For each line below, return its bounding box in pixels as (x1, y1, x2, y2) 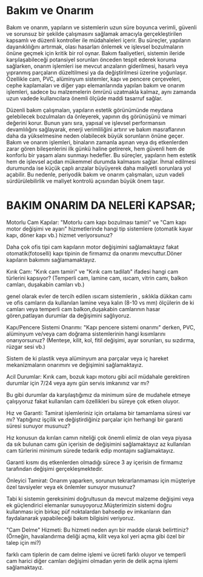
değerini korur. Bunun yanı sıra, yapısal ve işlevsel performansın (6, 119, 165, 126)
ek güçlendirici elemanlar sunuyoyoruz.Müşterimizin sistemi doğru (6, 501, 172, 508)
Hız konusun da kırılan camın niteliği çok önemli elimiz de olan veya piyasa (6, 434, 192, 441)
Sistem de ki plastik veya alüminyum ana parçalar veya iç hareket (6, 354, 168, 362)
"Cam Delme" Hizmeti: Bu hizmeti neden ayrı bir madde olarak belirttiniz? (6, 526, 189, 533)
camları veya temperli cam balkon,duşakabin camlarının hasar (6, 305, 161, 312)
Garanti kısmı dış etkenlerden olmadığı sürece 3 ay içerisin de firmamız (6, 459, 183, 466)
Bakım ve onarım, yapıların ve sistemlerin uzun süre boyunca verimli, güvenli (6, 24, 197, 31)
